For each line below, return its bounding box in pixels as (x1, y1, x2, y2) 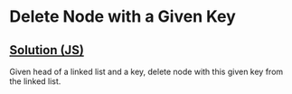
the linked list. (9, 76, 61, 87)
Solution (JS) (9, 42, 84, 58)
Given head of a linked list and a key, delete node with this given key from (9, 66, 284, 77)
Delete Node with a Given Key (9, 6, 237, 27)
